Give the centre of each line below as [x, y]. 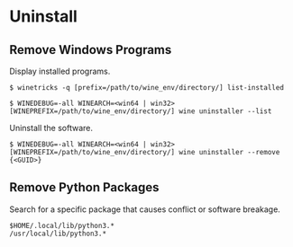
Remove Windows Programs [91, 50]
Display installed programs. [60, 71]
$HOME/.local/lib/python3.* [62, 225]
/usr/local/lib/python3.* [58, 234]
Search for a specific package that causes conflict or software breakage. [145, 209]
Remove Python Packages [84, 187]
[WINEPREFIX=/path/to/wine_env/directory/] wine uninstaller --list [141, 111]
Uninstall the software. [51, 128]
